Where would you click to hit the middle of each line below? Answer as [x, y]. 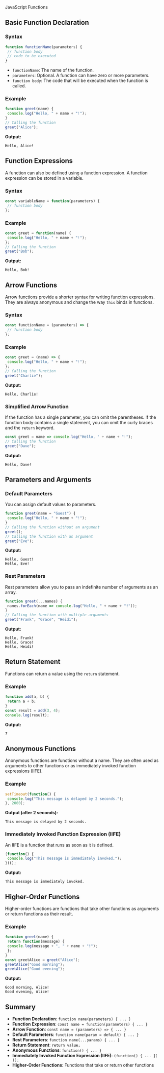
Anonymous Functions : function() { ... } [57, 1050]
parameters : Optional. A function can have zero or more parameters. [81, 76]
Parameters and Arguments [48, 479]
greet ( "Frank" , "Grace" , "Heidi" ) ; [41, 620]
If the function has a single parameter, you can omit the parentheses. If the [81, 417]
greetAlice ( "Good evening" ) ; [35, 969]
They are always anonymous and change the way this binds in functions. [80, 302]
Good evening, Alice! [27, 992]
